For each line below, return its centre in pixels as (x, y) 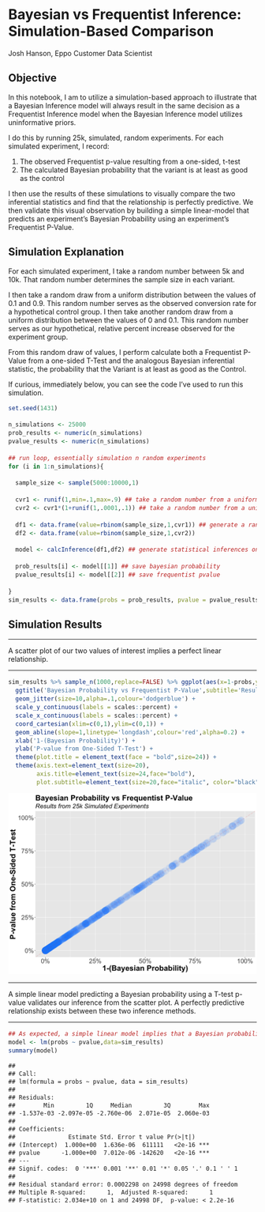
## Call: (22, 1074)
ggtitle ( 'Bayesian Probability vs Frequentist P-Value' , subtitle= (127, 691)
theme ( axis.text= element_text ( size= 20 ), (82, 766)
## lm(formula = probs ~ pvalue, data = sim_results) (99, 1082)
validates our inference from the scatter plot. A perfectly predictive (136, 1002)
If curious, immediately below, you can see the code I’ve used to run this (126, 384)
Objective (33, 78)
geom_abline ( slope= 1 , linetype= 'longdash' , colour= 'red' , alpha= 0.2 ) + (130, 732)
